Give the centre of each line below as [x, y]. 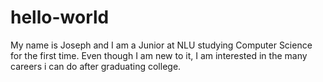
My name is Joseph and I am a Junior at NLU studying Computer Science [161, 45]
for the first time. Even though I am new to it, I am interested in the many [159, 55]
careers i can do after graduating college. [96, 66]
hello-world [60, 17]
